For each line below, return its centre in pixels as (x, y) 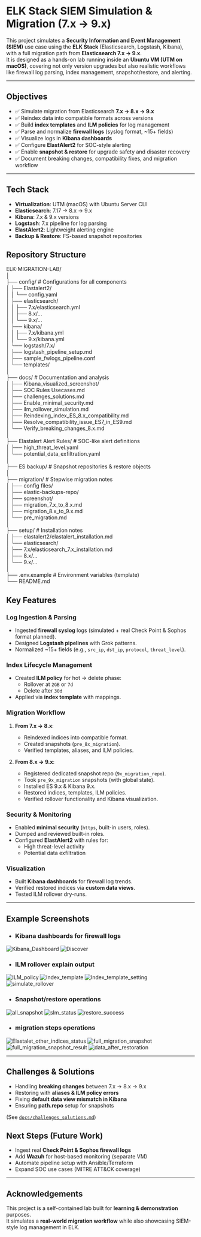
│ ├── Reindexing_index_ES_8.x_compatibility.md (68, 416)
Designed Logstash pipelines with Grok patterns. (76, 643)
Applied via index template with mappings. (68, 697)
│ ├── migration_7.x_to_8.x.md (44, 505)
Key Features (31, 600)
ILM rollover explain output (54, 964)
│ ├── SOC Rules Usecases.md (46, 390)
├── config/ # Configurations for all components (66, 282)
